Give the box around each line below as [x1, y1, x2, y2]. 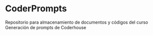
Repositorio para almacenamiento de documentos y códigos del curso [5, 19, 149, 25]
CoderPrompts [5, 3, 67, 14]
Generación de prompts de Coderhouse [5, 24, 87, 30]
